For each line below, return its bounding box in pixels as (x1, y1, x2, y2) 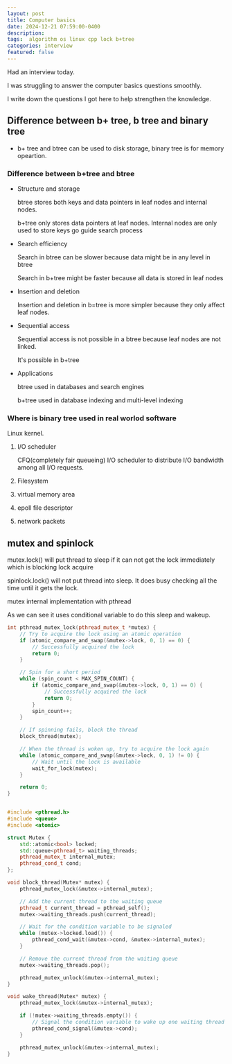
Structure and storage (17, 185, 80, 193)
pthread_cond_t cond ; (19, 860, 82, 867)
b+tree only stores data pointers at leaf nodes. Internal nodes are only (17, 218, 217, 227)
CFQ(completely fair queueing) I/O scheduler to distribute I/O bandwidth (17, 456, 224, 465)
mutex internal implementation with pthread (7, 597, 132, 606)
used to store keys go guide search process (17, 226, 143, 234)
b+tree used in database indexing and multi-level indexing (17, 396, 184, 404)
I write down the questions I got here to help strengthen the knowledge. (7, 94, 211, 103)
